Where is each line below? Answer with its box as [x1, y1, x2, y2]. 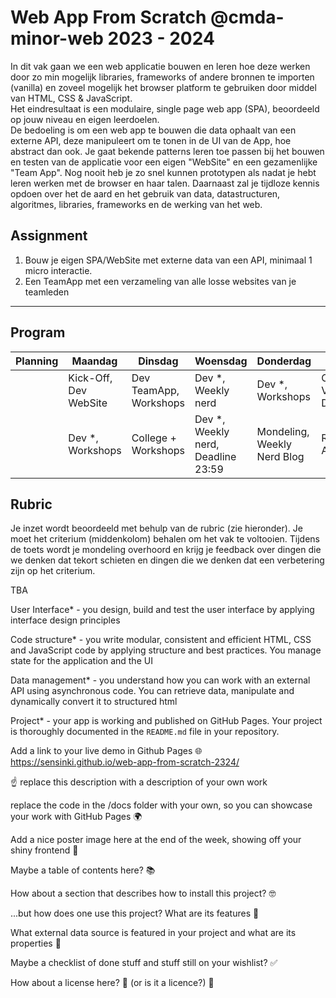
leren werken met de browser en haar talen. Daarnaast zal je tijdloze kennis [10, 177, 320, 189]
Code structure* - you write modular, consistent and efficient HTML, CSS [10, 634, 312, 646]
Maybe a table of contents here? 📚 [10, 864, 156, 876]
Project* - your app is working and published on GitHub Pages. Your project [10, 715, 323, 727]
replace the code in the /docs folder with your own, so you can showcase [10, 799, 313, 811]
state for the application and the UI [10, 655, 153, 667]
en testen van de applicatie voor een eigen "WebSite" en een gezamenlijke [10, 156, 318, 168]
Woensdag [194, 354, 248, 368]
